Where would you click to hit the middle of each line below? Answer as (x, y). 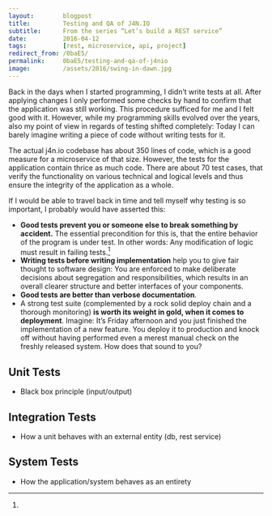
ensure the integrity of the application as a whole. (91, 185)
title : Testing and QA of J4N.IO (79, 23)
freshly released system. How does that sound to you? (111, 347)
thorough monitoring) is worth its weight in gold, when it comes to (132, 312)
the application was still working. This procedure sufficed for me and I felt (131, 109)
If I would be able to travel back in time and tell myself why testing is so (127, 200)
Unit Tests (34, 372)
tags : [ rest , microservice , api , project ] (97, 46)
